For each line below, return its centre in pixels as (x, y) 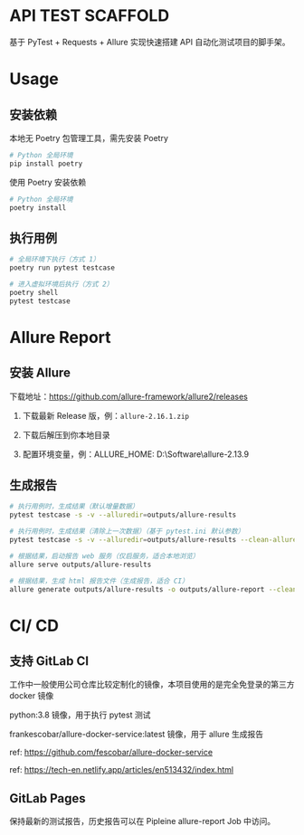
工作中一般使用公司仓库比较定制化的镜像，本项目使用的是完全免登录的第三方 (152, 685)
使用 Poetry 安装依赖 (48, 182)
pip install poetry (46, 164)
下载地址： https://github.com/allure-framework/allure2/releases (129, 396)
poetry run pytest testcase (62, 268)
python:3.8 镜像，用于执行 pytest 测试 (80, 715)
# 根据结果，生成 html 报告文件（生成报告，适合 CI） (99, 581)
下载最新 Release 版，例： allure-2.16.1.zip (106, 415)
